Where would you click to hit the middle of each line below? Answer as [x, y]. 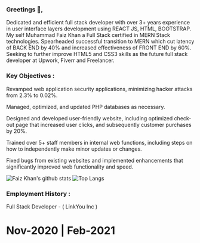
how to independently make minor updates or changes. [74, 149]
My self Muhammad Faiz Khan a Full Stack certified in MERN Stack [88, 35]
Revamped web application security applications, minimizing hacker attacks [99, 89]
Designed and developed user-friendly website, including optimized [90, 118]
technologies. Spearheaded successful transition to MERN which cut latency [100, 42]
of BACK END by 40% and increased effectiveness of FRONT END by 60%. [99, 48]
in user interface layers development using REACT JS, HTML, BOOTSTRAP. [99, 29]
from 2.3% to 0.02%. [32, 95]
